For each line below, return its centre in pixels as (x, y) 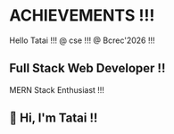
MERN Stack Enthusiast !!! (57, 89)
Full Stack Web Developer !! (87, 68)
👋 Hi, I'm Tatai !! (54, 118)
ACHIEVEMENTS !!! (82, 16)
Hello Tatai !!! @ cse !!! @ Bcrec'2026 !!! (82, 40)
